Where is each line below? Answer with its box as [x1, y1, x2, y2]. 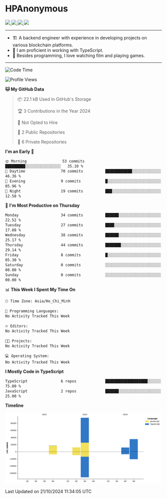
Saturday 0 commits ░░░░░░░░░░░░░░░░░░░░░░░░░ [5, 262, 162, 267]
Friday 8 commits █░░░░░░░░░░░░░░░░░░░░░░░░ [5, 252, 162, 257]
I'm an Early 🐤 [5, 148, 34, 155]
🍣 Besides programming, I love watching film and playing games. [12, 52, 145, 58]
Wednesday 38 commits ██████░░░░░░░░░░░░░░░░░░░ [5, 232, 162, 237]
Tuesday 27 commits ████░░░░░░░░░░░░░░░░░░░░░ [5, 222, 162, 227]
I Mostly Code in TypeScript [5, 368, 64, 374]
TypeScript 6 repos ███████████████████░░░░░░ [5, 378, 162, 384]
